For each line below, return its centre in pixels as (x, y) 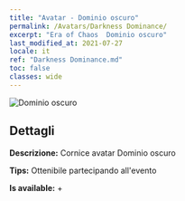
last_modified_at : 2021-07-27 (66, 43)
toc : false (30, 69)
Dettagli (32, 131)
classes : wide (36, 77)
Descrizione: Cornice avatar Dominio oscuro (92, 153)
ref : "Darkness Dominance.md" (66, 60)
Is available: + (36, 187)
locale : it (30, 52)
